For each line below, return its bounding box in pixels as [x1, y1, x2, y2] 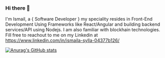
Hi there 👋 [5, 5, 31, 12]
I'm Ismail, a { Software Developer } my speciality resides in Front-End [5, 16, 153, 22]
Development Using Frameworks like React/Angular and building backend [5, 21, 160, 27]
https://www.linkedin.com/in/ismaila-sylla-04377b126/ [5, 37, 120, 43]
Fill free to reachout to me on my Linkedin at [5, 32, 98, 38]
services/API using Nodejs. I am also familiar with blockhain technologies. [5, 27, 160, 33]
